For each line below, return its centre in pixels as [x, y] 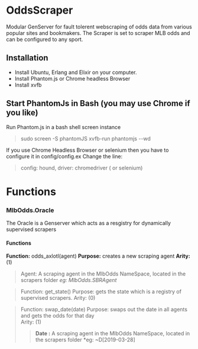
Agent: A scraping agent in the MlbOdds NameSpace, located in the [103, 274]
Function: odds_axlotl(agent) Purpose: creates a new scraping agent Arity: [98, 256]
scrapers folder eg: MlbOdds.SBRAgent [69, 280]
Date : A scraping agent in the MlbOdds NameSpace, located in [113, 334]
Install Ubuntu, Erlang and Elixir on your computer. [76, 72]
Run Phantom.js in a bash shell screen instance [64, 127]
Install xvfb [28, 85]
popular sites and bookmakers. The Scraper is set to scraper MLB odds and [98, 33]
